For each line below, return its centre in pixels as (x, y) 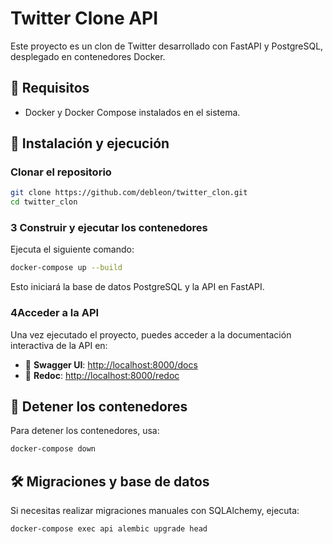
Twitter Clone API (84, 18)
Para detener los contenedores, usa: (85, 431)
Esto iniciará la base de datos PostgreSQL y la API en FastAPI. (137, 287)
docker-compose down (53, 449)
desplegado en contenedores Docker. (88, 56)
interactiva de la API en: (59, 345)
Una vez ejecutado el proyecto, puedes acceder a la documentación (151, 334)
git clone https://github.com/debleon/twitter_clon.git (129, 193)
